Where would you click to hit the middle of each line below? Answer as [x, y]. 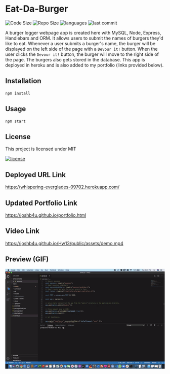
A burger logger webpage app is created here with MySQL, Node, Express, [83, 32]
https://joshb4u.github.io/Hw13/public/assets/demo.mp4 [64, 243]
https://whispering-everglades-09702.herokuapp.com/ [62, 187]
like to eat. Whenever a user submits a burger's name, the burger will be [80, 43]
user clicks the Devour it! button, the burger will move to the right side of [82, 54]
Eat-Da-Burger [37, 9]
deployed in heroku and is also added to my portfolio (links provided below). [84, 65]
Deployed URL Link [35, 175]
